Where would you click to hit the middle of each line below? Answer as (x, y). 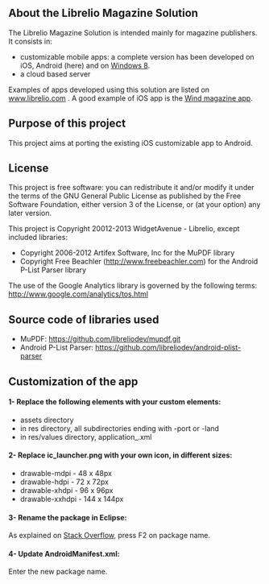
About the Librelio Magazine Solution (103, 13)
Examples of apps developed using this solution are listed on (109, 89)
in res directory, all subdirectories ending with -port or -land (120, 428)
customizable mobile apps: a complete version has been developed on (137, 56)
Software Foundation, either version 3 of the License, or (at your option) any (134, 205)
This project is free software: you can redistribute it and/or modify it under (132, 188)
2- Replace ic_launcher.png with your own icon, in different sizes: (120, 455)
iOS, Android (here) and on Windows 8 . (85, 65)
